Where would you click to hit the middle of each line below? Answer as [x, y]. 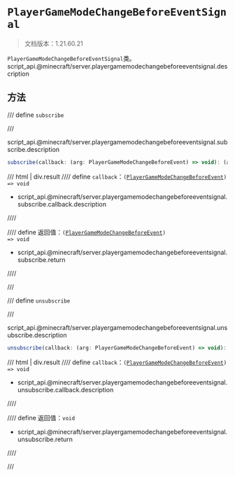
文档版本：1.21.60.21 [54, 43]
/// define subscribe [36, 115]
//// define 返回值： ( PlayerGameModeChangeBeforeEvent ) [87, 232]
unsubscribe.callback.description [65, 389]
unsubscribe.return [45, 439]
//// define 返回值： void [41, 417]
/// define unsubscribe [39, 300]
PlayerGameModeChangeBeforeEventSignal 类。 [71, 58]
